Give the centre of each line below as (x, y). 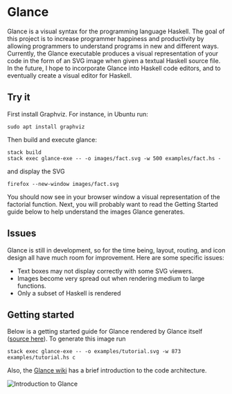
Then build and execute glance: (52, 139)
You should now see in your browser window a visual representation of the (114, 197)
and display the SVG (36, 171)
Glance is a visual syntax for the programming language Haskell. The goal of (116, 31)
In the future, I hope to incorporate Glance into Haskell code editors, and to (114, 68)
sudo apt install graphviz (46, 127)
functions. (32, 286)
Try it (19, 97)
